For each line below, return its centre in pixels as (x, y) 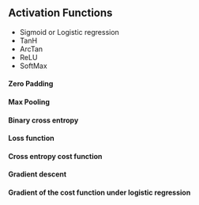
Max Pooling (29, 102)
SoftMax (33, 66)
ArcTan (31, 49)
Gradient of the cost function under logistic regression (99, 192)
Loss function (31, 139)
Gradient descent (38, 174)
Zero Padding (31, 84)
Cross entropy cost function (55, 156)
